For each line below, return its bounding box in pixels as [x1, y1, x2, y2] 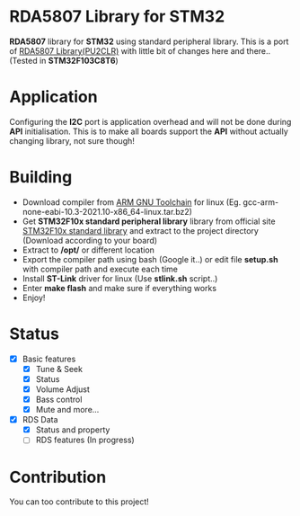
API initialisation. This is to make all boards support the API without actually [9, 126, 289, 137]
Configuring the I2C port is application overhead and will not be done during [9, 116, 292, 127]
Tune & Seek [35, 363, 84, 374]
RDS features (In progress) [35, 434, 135, 446]
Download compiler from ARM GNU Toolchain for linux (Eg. [22, 196, 242, 208]
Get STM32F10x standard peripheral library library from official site [22, 216, 276, 227]
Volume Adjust [35, 384, 90, 395]
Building [9, 167, 73, 188]
